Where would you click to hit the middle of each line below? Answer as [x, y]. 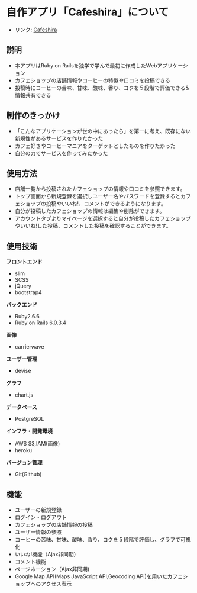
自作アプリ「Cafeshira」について [88, 12]
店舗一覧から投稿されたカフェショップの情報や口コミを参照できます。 [100, 189]
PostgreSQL [29, 419]
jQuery [23, 286]
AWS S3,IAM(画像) [37, 444]
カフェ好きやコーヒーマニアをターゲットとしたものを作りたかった [95, 146]
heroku [23, 450]
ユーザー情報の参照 [38, 532]
